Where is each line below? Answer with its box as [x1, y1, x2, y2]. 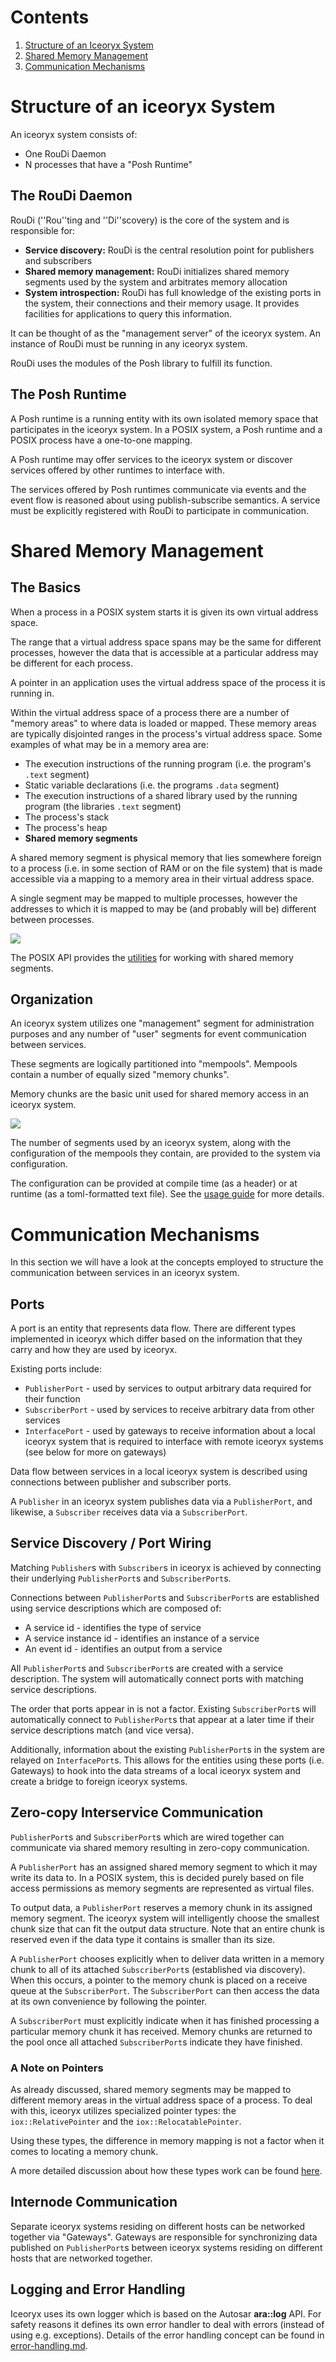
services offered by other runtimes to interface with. [10, 464, 225, 476]
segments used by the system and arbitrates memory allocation [24, 276, 288, 288]
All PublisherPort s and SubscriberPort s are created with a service [10, 1662, 284, 1674]
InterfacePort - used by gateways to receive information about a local [24, 1425, 316, 1437]
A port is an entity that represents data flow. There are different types [10, 1322, 297, 1335]
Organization [10, 991, 93, 1008]
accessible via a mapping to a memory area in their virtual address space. [10, 872, 315, 885]
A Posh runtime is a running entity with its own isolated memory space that [10, 412, 319, 425]
